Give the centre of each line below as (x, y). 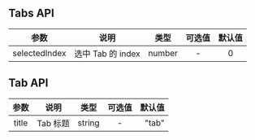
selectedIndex (39, 53)
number (163, 53)
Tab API (28, 83)
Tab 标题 (54, 123)
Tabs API (31, 13)
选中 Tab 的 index (107, 54)
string (89, 123)
